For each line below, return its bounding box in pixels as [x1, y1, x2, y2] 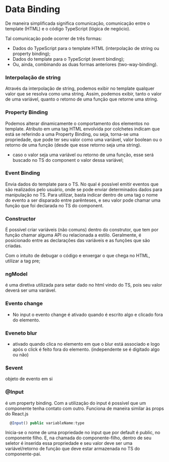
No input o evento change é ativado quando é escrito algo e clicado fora [12, 311, 163, 317]
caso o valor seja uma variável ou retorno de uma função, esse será [12, 152, 154, 158]
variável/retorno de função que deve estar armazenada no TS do [5, 446, 140, 452]
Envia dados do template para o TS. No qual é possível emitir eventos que [5, 181, 159, 187]
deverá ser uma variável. [5, 287, 57, 294]
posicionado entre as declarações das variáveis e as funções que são [5, 238, 150, 244]
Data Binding [5, 4, 61, 15]
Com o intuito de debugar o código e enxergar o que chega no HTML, [5, 253, 150, 259]
